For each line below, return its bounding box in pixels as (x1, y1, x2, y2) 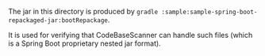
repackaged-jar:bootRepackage (8, 17, 109, 24)
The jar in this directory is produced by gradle (8, 7, 159, 16)
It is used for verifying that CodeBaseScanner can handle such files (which (8, 31, 253, 39)
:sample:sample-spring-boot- (161, 8, 258, 16)
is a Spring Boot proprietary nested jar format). (8, 39, 161, 48)
